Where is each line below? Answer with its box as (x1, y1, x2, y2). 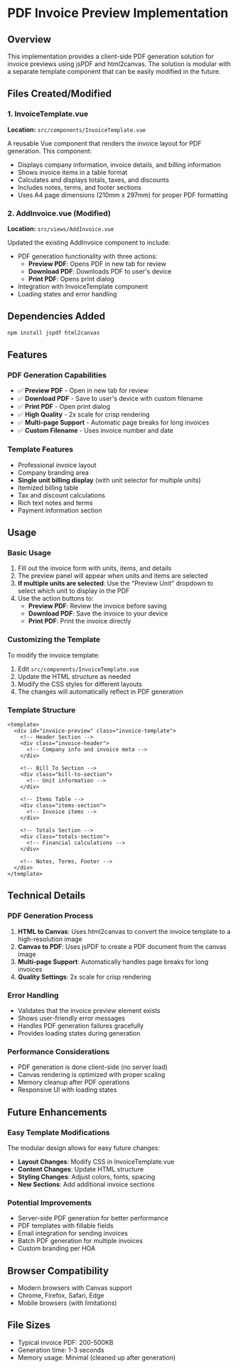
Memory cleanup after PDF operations (17, 1078, 130, 1087)
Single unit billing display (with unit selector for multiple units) (17, 476, 201, 484)
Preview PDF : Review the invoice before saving (28, 602, 167, 611)
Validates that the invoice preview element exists (17, 1006, 161, 1014)
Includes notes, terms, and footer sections (17, 183, 142, 191)
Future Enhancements (7, 1106, 108, 1118)
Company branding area (17, 468, 89, 477)
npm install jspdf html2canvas (7, 329, 100, 336)
